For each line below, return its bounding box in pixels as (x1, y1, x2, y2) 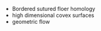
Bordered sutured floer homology (11, 5, 96, 12)
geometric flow (11, 18, 50, 25)
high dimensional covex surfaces (11, 12, 95, 19)
